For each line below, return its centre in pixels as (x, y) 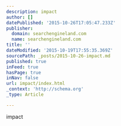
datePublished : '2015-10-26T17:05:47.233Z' (61, 23)
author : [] (20, 17)
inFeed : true (22, 67)
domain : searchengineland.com (49, 34)
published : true (26, 61)
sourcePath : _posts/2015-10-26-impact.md (58, 56)
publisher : (20, 28)
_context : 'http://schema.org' (45, 89)
